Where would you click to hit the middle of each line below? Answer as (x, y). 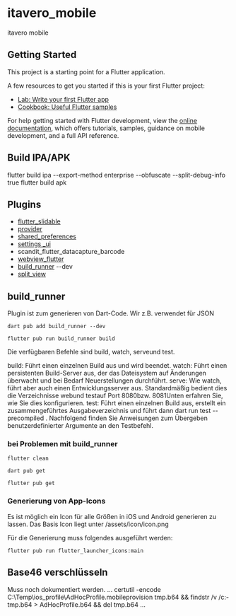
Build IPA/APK (39, 158)
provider (30, 229)
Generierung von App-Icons (57, 501)
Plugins (24, 204)
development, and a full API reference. (63, 135)
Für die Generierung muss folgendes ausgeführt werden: (90, 537)
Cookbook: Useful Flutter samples (67, 107)
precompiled (26, 418)
